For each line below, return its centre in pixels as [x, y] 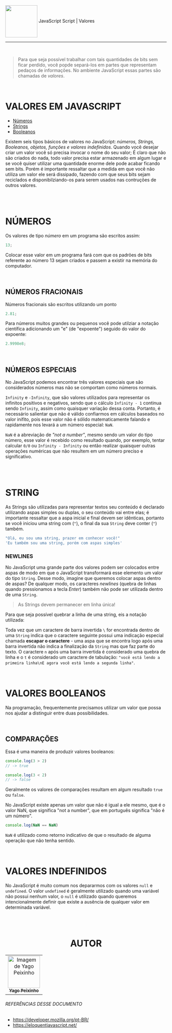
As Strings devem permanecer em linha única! [67, 605]
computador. [19, 266]
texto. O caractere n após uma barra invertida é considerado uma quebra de [85, 652]
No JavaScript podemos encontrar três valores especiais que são [74, 382]
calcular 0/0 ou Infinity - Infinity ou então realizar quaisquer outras [80, 446]
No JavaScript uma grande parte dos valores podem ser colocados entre [82, 568]
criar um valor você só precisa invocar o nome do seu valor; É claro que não [86, 152]
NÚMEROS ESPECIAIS [41, 370]
